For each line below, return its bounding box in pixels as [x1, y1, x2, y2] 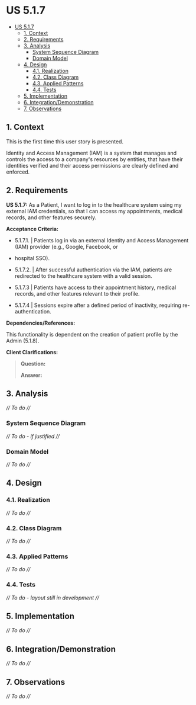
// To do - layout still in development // [6, 594, 99, 601]
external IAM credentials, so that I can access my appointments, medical [6, 207, 183, 214]
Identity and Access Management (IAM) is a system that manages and [6, 149, 177, 156]
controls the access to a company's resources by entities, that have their [6, 155, 183, 163]
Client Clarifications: [6, 348, 58, 355]
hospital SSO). [14, 254, 50, 261]
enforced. [6, 168, 30, 175]
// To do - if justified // [6, 432, 60, 440]
